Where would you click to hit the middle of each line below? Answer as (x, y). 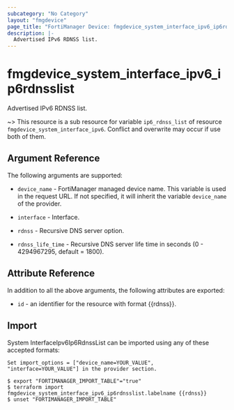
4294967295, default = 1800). (61, 251)
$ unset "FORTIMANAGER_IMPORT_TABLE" (62, 399)
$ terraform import (36, 387)
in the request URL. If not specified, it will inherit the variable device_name (122, 196)
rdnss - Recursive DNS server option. (71, 230)
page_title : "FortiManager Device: (59, 26)
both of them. (27, 137)
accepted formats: (34, 350)
